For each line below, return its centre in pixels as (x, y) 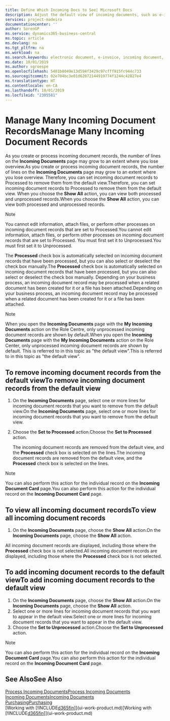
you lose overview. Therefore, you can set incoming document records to (82, 177)
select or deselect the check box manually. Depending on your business (80, 277)
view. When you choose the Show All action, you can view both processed (83, 194)
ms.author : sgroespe (27, 67)
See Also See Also (34, 679)
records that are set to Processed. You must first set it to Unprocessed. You (83, 241)
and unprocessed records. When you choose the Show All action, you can (82, 199)
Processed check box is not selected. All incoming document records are (81, 551)
